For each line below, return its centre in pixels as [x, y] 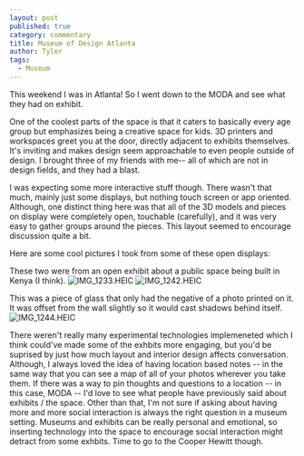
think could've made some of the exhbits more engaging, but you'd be [141, 344]
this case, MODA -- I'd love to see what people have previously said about [148, 392]
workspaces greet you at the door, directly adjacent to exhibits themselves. [150, 141]
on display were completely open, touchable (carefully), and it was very [143, 216]
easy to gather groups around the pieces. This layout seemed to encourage [151, 226]
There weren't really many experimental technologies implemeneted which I [151, 335]
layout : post [34, 18]
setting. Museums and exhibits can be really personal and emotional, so [143, 421]
